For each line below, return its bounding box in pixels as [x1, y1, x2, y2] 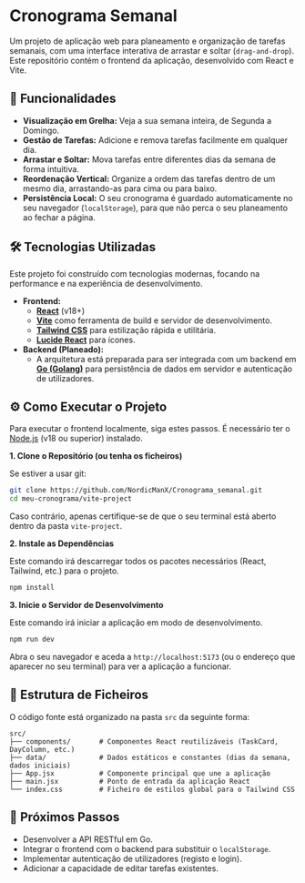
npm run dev [9, 634, 55, 644]
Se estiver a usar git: [9, 468, 86, 479]
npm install [9, 584, 55, 593]
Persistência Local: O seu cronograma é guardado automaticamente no [22, 192, 293, 203]
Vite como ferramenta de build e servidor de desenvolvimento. [36, 315, 273, 326]
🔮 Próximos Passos [9, 809, 120, 825]
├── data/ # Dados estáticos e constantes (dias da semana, [9, 753, 291, 762]
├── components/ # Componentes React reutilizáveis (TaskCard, [9, 736, 280, 746]
